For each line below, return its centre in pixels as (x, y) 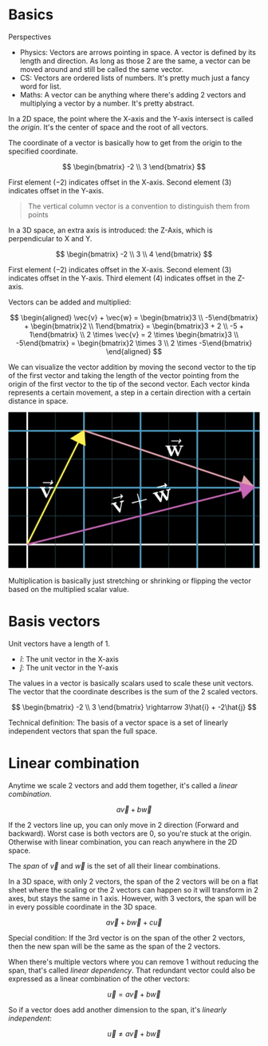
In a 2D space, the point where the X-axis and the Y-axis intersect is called (131, 118)
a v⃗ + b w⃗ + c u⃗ (134, 922)
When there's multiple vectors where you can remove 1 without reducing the (134, 961)
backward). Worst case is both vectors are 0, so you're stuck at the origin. (130, 833)
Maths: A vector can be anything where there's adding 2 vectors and (132, 94)
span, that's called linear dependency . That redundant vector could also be (132, 970)
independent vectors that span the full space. (83, 731)
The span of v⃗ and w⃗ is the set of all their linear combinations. (114, 865)
